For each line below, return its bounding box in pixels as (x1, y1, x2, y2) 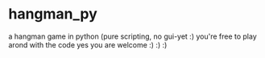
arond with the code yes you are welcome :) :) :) (8, 39, 168, 49)
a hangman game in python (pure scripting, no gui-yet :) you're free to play (8, 31, 258, 41)
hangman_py (8, 5, 98, 23)
